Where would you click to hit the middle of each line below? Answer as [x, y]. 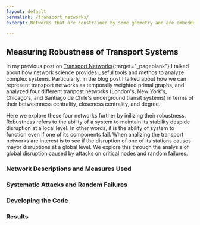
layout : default [26, 12]
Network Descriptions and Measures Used [69, 169]
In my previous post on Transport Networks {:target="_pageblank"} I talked [98, 66]
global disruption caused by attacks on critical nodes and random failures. [97, 153]
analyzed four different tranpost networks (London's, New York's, [87, 91]
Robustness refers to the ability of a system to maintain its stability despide [98, 122]
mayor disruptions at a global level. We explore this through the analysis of [98, 147]
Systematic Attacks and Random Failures [67, 185]
